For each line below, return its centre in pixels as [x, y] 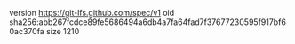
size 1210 [63, 31]
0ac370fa [27, 31]
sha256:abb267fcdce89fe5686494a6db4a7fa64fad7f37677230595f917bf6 [148, 22]
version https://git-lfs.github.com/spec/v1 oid [92, 13]
